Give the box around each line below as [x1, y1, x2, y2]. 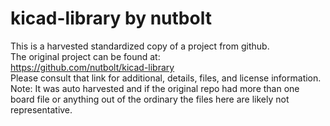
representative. [10, 103, 73, 116]
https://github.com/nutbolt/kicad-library [10, 61, 175, 73]
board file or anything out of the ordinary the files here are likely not [10, 93, 290, 105]
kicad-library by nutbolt [10, 7, 212, 30]
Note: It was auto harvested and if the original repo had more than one [10, 82, 300, 94]
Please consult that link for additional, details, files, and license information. [10, 72, 322, 84]
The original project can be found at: [10, 50, 161, 62]
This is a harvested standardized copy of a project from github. [10, 40, 270, 52]
